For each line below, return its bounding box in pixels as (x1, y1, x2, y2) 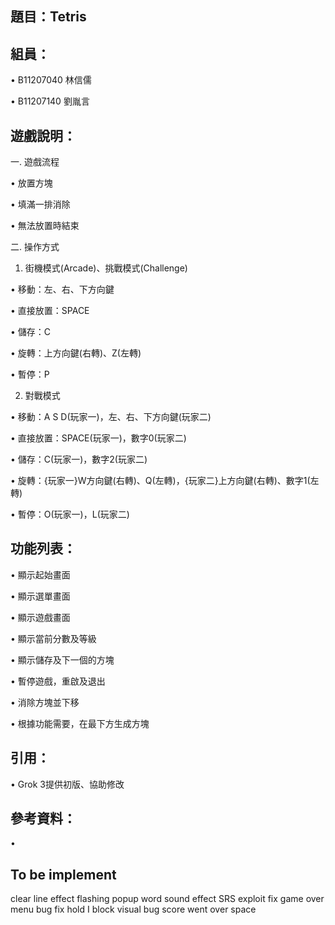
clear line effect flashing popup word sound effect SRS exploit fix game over (10, 893, 325, 905)
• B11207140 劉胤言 (10, 95, 90, 107)
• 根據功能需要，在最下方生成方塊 (10, 717, 150, 729)
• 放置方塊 (10, 177, 53, 189)
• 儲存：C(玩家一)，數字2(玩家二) (10, 453, 148, 466)
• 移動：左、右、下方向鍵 (10, 283, 115, 296)
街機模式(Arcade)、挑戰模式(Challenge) (24, 262, 188, 274)
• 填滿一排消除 (10, 198, 71, 211)
